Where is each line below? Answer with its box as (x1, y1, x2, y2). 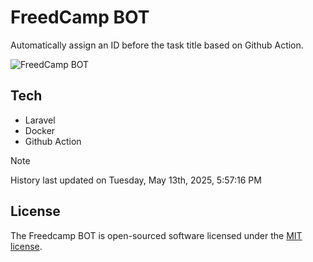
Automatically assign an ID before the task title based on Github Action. (10, 39, 304, 51)
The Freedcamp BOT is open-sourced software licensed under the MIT (10, 229, 303, 241)
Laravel (24, 114, 56, 126)
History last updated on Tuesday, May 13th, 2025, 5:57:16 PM (10, 174, 262, 186)
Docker (24, 124, 56, 136)
